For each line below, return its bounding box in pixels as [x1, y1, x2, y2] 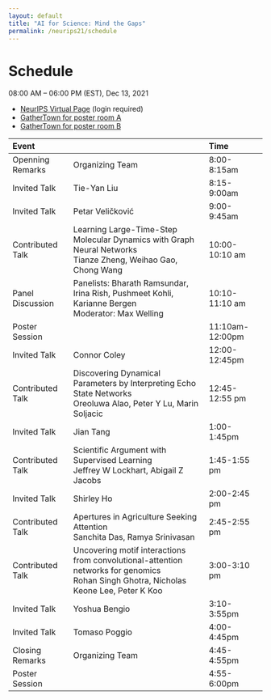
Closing [12, 645, 42, 656]
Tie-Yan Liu [73, 183, 119, 194]
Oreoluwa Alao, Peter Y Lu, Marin [73, 398, 199, 409]
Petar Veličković [73, 206, 135, 217]
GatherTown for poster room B [19, 121, 122, 131]
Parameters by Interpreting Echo [73, 378, 196, 389]
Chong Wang [73, 265, 123, 276]
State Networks [73, 388, 132, 399]
